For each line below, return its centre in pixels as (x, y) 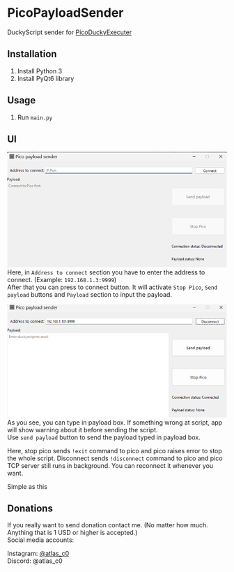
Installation (32, 54)
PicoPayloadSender (65, 13)
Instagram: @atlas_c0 (38, 554)
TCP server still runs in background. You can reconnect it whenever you (110, 465)
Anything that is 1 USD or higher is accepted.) (72, 533)
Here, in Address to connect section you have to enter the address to (106, 272)
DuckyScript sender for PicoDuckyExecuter (70, 32)
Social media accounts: (41, 540)
